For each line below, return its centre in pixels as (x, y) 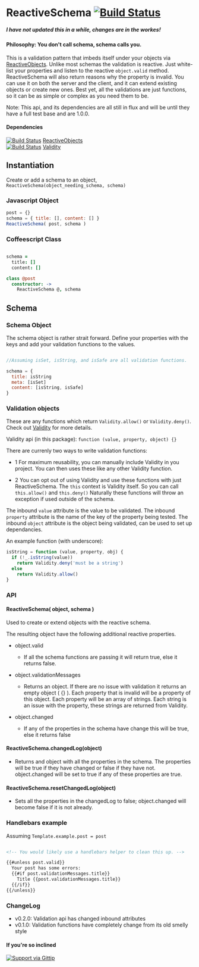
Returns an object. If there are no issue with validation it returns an (105, 686)
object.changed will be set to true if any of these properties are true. (98, 774)
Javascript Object (32, 201)
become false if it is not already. (54, 808)
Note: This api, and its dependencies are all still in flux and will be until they (98, 107)
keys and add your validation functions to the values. (71, 344)
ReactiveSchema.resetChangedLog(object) (61, 788)
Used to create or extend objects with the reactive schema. (79, 622)
